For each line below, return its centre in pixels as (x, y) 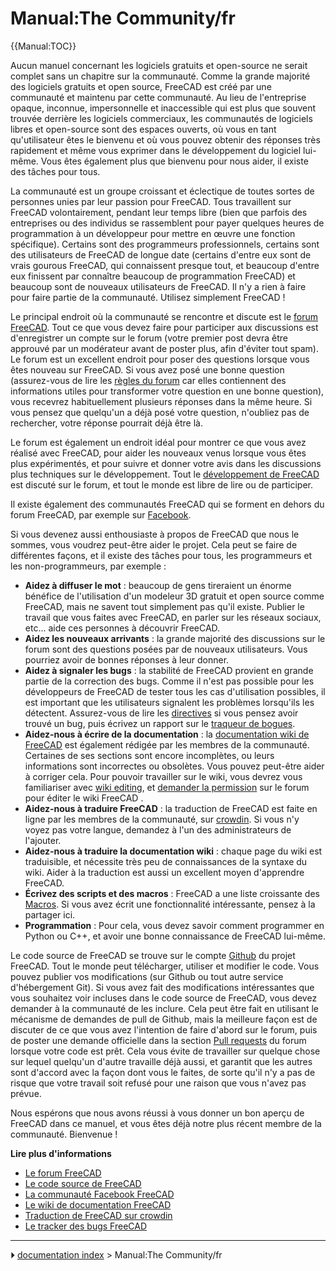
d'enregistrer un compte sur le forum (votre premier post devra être (149, 338)
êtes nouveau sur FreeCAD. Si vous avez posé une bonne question (147, 369)
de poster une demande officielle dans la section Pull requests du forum (158, 1040)
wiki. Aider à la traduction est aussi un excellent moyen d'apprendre (164, 872)
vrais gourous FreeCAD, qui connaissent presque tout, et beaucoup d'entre (165, 265)
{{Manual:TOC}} (43, 46)
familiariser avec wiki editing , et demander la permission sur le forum (167, 787)
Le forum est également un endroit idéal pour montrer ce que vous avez (158, 442)
